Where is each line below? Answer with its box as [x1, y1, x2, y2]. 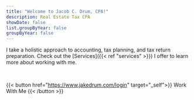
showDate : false [6, 19, 46, 25]
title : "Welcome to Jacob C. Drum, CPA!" [6, 8, 109, 15]
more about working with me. [6, 59, 77, 66]
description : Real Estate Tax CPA [6, 14, 91, 20]
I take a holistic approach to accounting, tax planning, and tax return [6, 46, 171, 53]
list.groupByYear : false [6, 25, 67, 31]
